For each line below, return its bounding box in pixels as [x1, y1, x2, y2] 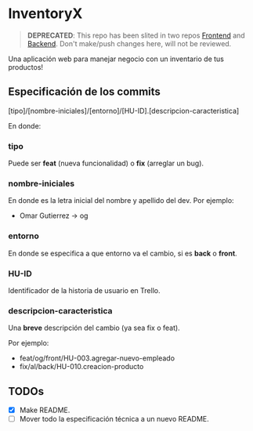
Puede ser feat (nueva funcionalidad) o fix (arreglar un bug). [8, 158, 204, 168]
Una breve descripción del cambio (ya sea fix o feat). [8, 323, 180, 333]
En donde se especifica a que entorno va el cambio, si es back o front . [8, 248, 237, 258]
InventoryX [8, 5, 83, 23]
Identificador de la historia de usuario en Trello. [8, 285, 161, 295]
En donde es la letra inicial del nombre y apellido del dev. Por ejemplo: [8, 196, 234, 205]
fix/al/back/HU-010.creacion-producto [19, 362, 144, 371]
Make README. [19, 405, 70, 415]
